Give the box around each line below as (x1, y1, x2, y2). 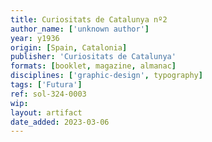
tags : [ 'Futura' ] (10, 80, 83, 90)
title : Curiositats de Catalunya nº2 (10, 14, 168, 25)
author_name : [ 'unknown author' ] (10, 24, 150, 34)
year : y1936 (10, 33, 60, 43)
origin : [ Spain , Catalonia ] (10, 42, 128, 53)
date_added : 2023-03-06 (10, 117, 110, 127)
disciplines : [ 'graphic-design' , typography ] (10, 71, 203, 81)
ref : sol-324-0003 (10, 89, 87, 99)
